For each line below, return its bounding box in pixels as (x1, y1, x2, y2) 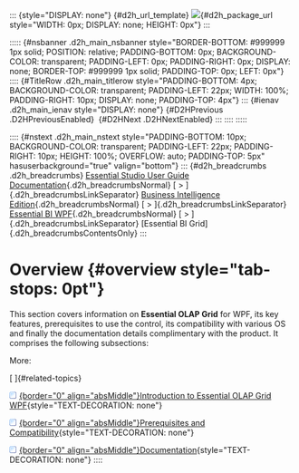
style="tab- (179, 259, 271, 280)
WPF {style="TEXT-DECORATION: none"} (9, 400, 163, 410)
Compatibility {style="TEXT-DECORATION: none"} (9, 427, 195, 438)
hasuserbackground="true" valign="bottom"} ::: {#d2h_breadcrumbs (9, 160, 267, 171)
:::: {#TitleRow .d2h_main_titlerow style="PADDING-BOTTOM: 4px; (9, 75, 258, 86)
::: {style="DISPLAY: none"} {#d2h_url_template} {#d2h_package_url (9, 10, 274, 20)
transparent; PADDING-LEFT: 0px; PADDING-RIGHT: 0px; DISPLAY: (41, 56, 292, 67)
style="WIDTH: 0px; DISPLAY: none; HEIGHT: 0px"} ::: (9, 19, 211, 30)
